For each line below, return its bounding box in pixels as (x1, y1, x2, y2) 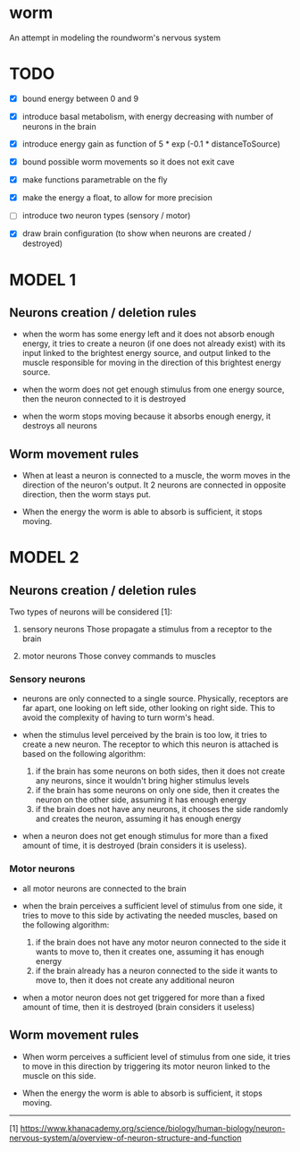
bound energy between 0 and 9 (21, 93, 139, 104)
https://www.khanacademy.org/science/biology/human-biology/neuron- (20, 1122, 286, 1133)
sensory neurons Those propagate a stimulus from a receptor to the (21, 624, 272, 635)
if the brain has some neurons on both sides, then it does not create (35, 766, 286, 776)
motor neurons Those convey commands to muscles (21, 651, 216, 662)
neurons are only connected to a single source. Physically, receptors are (21, 693, 288, 704)
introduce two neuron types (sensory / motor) (21, 210, 191, 221)
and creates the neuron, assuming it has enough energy (35, 813, 242, 825)
